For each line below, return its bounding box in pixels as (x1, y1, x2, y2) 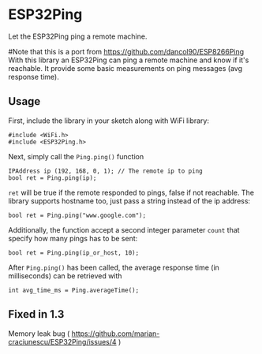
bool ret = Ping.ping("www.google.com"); (8, 211, 147, 219)
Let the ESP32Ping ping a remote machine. (8, 32, 148, 41)
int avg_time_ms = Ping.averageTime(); (8, 286, 140, 294)
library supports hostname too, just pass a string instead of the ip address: (8, 196, 251, 206)
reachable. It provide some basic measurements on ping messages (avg (8, 63, 243, 73)
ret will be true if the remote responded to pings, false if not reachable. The (8, 188, 255, 197)
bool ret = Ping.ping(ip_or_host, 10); (8, 248, 140, 257)
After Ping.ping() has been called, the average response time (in (8, 263, 219, 272)
